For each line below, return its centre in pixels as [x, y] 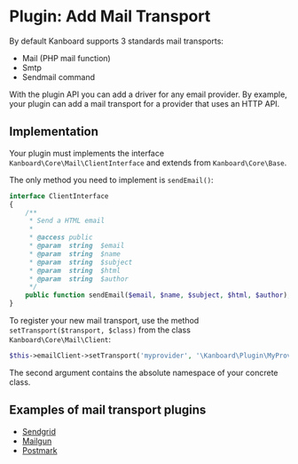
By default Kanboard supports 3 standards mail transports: [117, 41]
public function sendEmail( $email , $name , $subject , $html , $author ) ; [158, 295]
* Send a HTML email [67, 221]
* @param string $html [75, 270]
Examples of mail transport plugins [108, 410]
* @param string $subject [81, 262]
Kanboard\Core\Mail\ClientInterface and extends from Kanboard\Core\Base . [148, 163]
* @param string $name [75, 254]
